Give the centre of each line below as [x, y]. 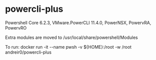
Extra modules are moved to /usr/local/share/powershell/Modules [72, 37]
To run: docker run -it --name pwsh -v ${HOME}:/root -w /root [68, 47]
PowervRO [16, 28]
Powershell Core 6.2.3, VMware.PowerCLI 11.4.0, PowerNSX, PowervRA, [78, 23]
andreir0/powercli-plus [28, 52]
